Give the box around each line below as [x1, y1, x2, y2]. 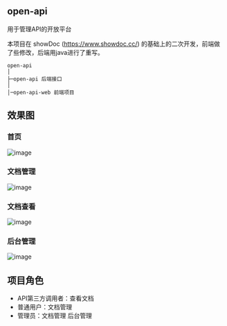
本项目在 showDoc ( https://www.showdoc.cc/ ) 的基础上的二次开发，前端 [7, 40, 215, 48]
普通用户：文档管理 [17, 303, 73, 311]
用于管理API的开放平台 [7, 24, 72, 33]
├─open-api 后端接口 [7, 76, 62, 83]
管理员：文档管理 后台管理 [17, 311, 92, 320]
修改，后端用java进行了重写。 [19, 48, 104, 56]
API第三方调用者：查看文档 [17, 294, 95, 302]
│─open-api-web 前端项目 [7, 89, 75, 96]
